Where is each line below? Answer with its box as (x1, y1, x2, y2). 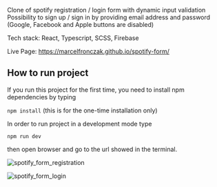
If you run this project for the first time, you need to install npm (7, 86, 185, 94)
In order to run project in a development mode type (7, 119, 152, 128)
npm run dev (7, 132, 41, 140)
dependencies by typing (7, 92, 76, 101)
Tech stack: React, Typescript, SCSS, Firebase (7, 34, 139, 42)
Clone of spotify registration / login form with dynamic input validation (7, 6, 206, 14)
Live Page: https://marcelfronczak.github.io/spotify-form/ (7, 48, 170, 55)
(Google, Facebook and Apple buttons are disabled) (7, 21, 154, 28)
